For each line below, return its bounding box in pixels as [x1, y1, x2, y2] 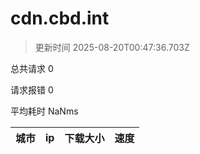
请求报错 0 [10, 83, 54, 96]
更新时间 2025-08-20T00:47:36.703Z [34, 41, 190, 53]
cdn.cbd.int [10, 7, 110, 30]
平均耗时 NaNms [10, 105, 79, 117]
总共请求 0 [10, 62, 54, 74]
